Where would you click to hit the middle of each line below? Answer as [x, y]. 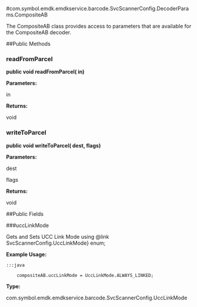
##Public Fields [25, 213]
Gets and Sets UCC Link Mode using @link [58, 236]
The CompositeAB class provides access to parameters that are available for [99, 26]
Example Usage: [26, 254]
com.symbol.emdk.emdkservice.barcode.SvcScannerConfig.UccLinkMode [97, 298]
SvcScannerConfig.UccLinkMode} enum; [56, 243]
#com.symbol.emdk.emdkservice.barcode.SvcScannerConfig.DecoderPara [98, 9]
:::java [16, 265]
